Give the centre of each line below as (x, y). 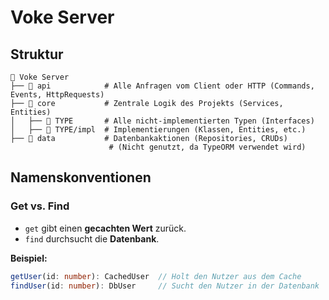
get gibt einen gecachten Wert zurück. (105, 228)
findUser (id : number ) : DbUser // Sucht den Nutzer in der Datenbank (165, 286)
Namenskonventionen (81, 177)
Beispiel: (29, 258)
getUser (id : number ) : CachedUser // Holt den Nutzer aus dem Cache (156, 276)
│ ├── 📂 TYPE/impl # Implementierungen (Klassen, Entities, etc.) (158, 130)
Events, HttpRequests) (57, 95)
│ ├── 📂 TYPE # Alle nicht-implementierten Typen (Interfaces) (162, 121)
